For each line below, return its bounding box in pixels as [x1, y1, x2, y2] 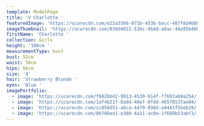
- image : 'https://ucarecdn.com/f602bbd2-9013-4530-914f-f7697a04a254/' [12, 93, 200, 99]
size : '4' [6, 71, 32, 77]
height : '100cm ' [6, 43, 50, 49]
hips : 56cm [6, 65, 34, 71]
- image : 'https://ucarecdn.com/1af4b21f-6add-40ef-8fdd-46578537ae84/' [12, 99, 200, 105]
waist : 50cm [6, 59, 36, 65]
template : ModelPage [6, 8, 59, 15]
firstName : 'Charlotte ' [6, 31, 69, 38]
